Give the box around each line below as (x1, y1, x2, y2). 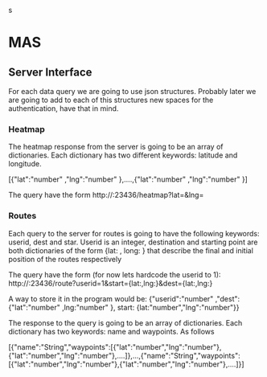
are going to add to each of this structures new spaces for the (8, 95, 214, 104)
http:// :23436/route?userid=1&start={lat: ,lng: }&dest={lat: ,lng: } (8, 278, 213, 288)
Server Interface (8, 65, 92, 79)
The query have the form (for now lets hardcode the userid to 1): (8, 269, 221, 279)
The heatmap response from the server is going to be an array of (8, 142, 224, 152)
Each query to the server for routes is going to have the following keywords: (8, 228, 260, 238)
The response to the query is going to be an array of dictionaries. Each (8, 318, 243, 327)
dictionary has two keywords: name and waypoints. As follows (8, 326, 215, 336)
